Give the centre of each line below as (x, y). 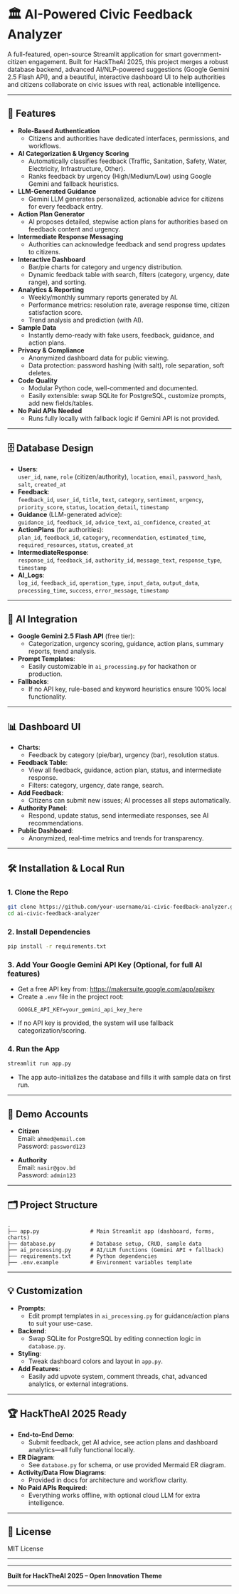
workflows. (44, 146)
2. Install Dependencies (49, 932)
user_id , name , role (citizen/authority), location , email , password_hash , (120, 476)
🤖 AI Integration (43, 619)
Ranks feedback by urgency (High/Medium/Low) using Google (120, 176)
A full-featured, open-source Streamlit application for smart (95, 54)
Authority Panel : (42, 808)
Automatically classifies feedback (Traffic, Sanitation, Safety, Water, (128, 161)
